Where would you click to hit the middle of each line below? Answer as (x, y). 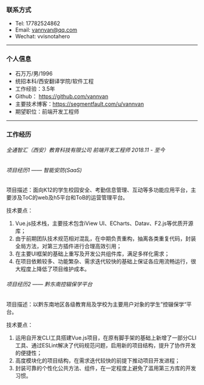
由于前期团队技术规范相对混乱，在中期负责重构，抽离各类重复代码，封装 (105, 238)
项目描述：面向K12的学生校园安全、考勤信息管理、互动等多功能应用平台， (99, 190)
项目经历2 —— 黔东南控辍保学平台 (49, 284)
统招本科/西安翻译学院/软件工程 (54, 81)
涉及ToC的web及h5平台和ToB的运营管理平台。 (70, 198)
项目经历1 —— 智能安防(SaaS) (44, 170)
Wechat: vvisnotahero (42, 36)
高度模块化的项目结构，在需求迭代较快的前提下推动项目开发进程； (97, 360)
